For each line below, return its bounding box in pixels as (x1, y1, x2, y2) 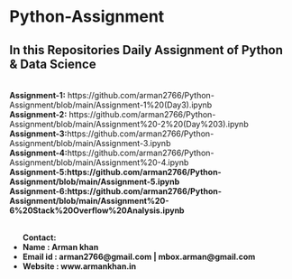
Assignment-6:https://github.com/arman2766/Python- (9, 186, 223, 196)
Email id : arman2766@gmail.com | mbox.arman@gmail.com (22, 251, 256, 262)
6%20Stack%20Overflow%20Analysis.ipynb (9, 205, 185, 216)
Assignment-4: (9, 147, 68, 158)
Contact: (22, 232, 57, 243)
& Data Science (9, 56, 96, 71)
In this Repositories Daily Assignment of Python (9, 42, 284, 58)
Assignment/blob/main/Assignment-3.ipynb (9, 138, 171, 148)
